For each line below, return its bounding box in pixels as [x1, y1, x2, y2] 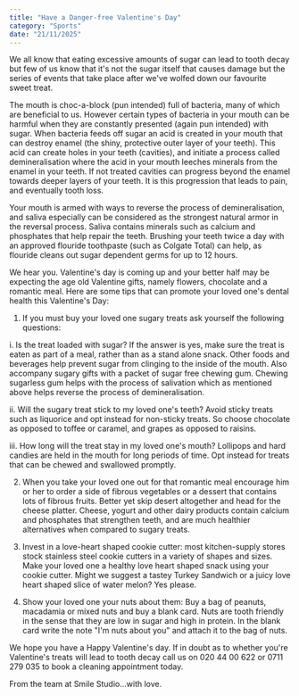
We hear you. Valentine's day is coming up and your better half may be [9, 267, 270, 278]
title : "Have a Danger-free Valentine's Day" [9, 12, 181, 22]
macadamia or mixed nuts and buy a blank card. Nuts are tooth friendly [21, 606, 284, 617]
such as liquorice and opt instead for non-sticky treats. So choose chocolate [9, 414, 291, 425]
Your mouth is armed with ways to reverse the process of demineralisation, [9, 203, 286, 213]
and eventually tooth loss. [9, 185, 104, 196]
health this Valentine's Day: [9, 295, 110, 306]
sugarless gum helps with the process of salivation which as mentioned [9, 377, 272, 388]
